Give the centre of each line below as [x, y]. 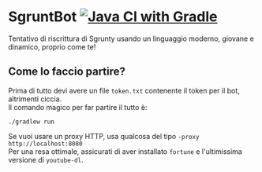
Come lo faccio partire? [67, 72]
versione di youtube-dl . [46, 159]
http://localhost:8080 [45, 144]
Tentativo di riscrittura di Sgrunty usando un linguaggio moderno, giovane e [131, 38]
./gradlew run [32, 122]
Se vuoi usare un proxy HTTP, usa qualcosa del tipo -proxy [104, 136]
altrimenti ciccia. [35, 99]
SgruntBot [43, 17]
